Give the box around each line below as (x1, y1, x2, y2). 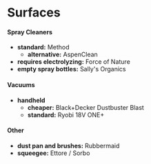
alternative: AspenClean (27, 50, 98, 59)
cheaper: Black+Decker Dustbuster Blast (27, 103, 145, 111)
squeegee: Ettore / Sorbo (17, 149, 90, 157)
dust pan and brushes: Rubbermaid (17, 141, 120, 150)
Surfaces (7, 5, 61, 21)
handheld (17, 96, 46, 104)
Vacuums (7, 80, 36, 89)
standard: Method (17, 43, 70, 51)
